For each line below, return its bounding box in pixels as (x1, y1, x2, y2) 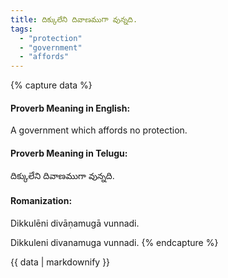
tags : (10, 24, 33, 34)
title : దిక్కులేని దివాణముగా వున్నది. (10, 14, 138, 25)
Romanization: (10, 195, 73, 207)
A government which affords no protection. (10, 124, 188, 136)
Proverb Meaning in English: (10, 102, 131, 114)
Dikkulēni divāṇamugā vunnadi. (10, 217, 140, 229)
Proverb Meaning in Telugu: (10, 147, 128, 159)
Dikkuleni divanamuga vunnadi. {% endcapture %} (10, 236, 219, 248)
